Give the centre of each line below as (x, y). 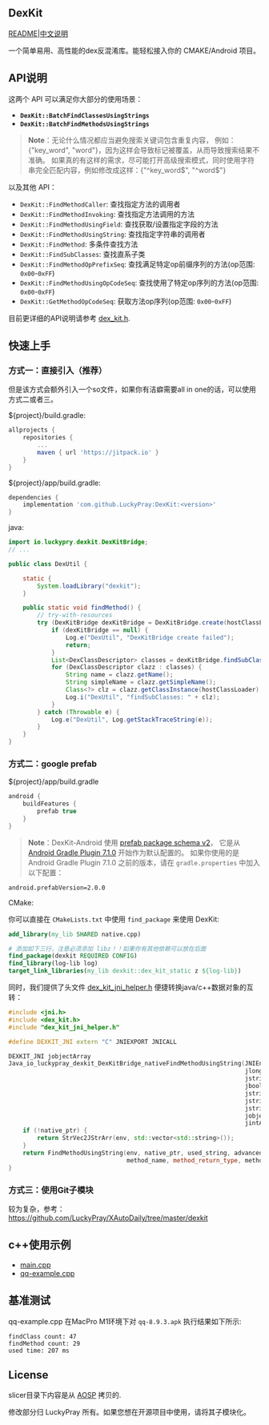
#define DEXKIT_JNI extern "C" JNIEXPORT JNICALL (93, 1042)
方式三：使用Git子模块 (51, 1190)
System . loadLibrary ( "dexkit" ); (89, 586)
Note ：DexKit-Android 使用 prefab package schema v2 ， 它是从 (134, 842)
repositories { (48, 438)
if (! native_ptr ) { (55, 1131)
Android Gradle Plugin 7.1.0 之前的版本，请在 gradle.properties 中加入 (144, 862)
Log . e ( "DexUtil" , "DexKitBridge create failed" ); (150, 637)
